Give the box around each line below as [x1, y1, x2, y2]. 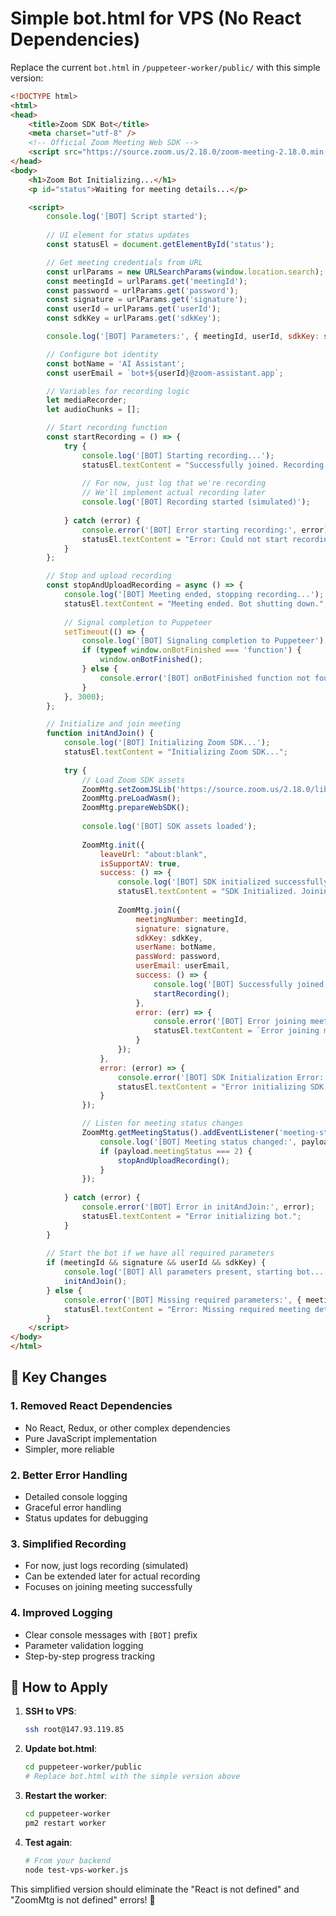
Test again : [24, 1836, 73, 1848]
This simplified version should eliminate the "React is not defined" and [10, 1883, 300, 1895]
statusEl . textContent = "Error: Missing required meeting [63, 1304, 311, 1314]
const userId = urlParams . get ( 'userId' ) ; [46, 304, 222, 314]
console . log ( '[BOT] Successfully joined [153, 979, 325, 989]
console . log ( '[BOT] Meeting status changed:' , [99, 1137, 298, 1147]
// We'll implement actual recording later [81, 488, 267, 498]
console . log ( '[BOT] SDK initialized [117, 877, 271, 887]
